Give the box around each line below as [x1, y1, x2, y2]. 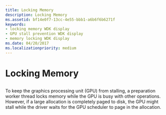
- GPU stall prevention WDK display [5, 31, 83, 36]
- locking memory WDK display [5, 27, 70, 32]
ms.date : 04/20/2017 [5, 41, 50, 46]
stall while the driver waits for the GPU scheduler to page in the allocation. [5, 104, 161, 110]
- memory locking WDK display [5, 36, 70, 41]
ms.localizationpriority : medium [5, 45, 77, 51]
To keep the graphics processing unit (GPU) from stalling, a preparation [5, 88, 156, 94]
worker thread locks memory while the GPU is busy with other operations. [5, 93, 161, 100]
